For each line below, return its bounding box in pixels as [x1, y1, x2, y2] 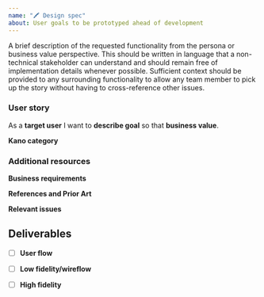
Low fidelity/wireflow [19, 264, 92, 273]
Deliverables [8, 227, 72, 241]
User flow [19, 248, 53, 257]
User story [8, 102, 50, 113]
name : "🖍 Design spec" [8, 11, 86, 20]
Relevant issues [8, 204, 62, 214]
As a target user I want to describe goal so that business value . [8, 120, 220, 130]
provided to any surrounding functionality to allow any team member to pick [8, 74, 256, 84]
